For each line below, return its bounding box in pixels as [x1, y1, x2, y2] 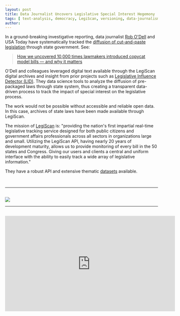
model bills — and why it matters [16, 59, 82, 64]
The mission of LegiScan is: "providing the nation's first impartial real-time [5, 123, 154, 129]
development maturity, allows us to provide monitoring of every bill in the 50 [5, 143, 157, 149]
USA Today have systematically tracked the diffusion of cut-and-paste [5, 39, 146, 45]
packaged [5, 83, 25, 90]
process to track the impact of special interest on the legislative [18, 89, 146, 95]
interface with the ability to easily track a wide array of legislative [5, 154, 135, 160]
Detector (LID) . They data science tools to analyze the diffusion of [5, 79, 137, 84]
